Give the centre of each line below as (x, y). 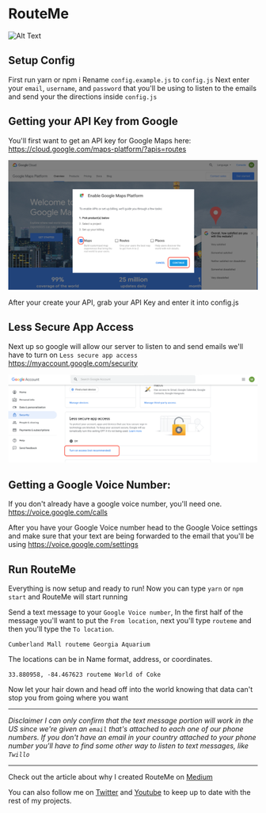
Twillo (19, 754)
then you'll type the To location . (61, 629)
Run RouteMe (42, 570)
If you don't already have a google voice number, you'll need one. (115, 504)
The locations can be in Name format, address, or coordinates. (110, 659)
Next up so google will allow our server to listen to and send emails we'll (126, 346)
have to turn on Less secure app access (73, 355)
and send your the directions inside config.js (83, 97)
